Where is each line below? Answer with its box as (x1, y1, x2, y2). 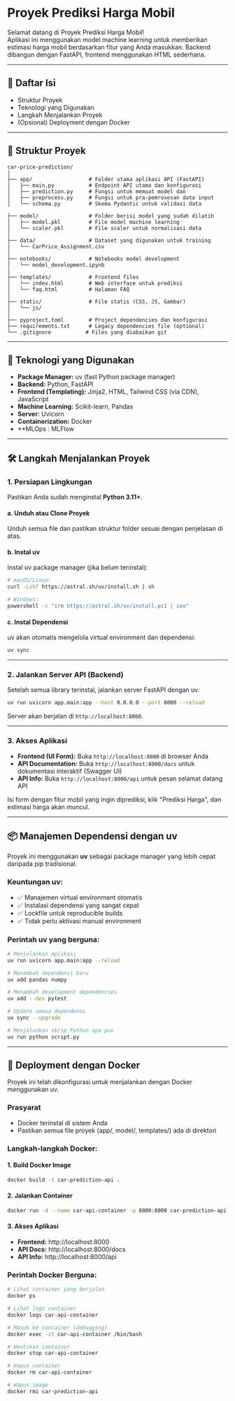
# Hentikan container (7, 1343, 71, 1351)
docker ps (7, 1293, 36, 1300)
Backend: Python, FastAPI (17, 380, 94, 389)
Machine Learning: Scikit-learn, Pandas (17, 402, 134, 411)
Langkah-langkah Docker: (7, 1144, 98, 1153)
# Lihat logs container (7, 1305, 77, 1312)
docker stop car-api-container (7, 1350, 99, 1357)
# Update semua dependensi (7, 1008, 86, 1015)
